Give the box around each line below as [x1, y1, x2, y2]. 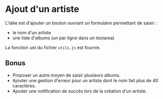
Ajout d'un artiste [5, 3, 80, 15]
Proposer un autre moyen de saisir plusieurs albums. [12, 72, 121, 78]
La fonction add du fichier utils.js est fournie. [5, 44, 101, 50]
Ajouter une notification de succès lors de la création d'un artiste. [12, 88, 147, 94]
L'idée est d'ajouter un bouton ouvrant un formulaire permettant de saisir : [5, 20, 157, 26]
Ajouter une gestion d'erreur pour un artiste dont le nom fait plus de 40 [12, 77, 159, 83]
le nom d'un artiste [12, 29, 51, 35]
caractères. [12, 83, 36, 89]
